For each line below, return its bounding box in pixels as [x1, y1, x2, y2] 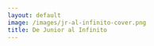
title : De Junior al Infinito [7, 26, 108, 34]
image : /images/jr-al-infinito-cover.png [7, 19, 147, 27]
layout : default [7, 11, 61, 19]
